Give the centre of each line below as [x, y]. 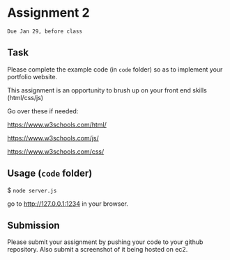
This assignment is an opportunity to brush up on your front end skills [107, 90]
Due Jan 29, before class [45, 31]
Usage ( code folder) [50, 173]
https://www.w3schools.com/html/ [57, 124]
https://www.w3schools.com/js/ [53, 138]
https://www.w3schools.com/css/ [56, 152]
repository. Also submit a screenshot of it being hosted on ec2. [98, 250]
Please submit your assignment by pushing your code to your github [105, 242]
